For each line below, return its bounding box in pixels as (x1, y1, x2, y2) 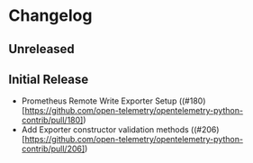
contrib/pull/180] (21, 114, 84, 126)
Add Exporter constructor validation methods (21, 124, 190, 135)
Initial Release (8, 71, 89, 86)
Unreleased (8, 41, 76, 57)
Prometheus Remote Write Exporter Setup (21, 95, 177, 106)
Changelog (8, 5, 93, 26)
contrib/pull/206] (21, 143, 86, 154)
